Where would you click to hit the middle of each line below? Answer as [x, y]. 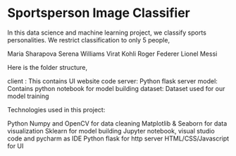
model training [28, 96]
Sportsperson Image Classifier [99, 13]
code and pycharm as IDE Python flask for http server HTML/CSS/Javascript [118, 138]
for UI [15, 145]
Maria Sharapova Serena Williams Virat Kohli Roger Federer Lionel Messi [112, 54]
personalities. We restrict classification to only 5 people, [89, 40]
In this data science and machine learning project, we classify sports [107, 32]
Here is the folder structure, [48, 67]
